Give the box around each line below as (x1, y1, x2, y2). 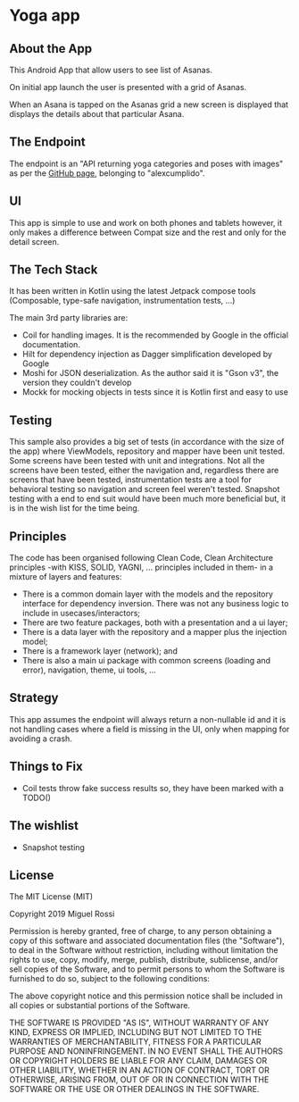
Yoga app (9, 5, 80, 26)
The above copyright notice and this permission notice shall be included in (9, 990, 283, 1001)
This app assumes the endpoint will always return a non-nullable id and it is (9, 714, 287, 724)
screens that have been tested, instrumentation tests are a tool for (9, 474, 252, 485)
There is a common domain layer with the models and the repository (21, 589, 274, 599)
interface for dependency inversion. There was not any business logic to (21, 598, 289, 609)
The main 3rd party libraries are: (9, 313, 128, 323)
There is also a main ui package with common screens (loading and (21, 655, 270, 666)
